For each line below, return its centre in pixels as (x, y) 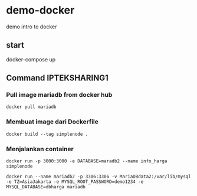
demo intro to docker (32, 27)
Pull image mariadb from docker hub (59, 95)
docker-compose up (31, 59)
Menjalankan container (40, 149)
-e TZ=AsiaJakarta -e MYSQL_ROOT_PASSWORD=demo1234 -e (75, 182)
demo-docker (40, 10)
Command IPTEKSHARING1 (58, 78)
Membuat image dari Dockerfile (52, 122)
